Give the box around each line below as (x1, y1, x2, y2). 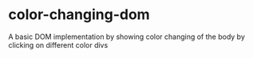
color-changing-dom (8, 6, 150, 24)
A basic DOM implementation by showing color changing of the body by (8, 32, 246, 41)
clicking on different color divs (8, 40, 109, 49)
